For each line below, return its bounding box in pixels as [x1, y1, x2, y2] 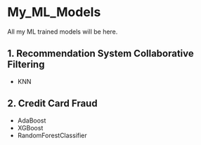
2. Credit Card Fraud [7, 97, 98, 109]
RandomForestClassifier [17, 131, 88, 139]
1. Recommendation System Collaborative [7, 48, 195, 60]
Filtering [7, 59, 45, 71]
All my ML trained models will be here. [7, 27, 118, 36]
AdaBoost [17, 116, 46, 125]
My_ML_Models [7, 4, 101, 20]
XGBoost [17, 123, 44, 132]
